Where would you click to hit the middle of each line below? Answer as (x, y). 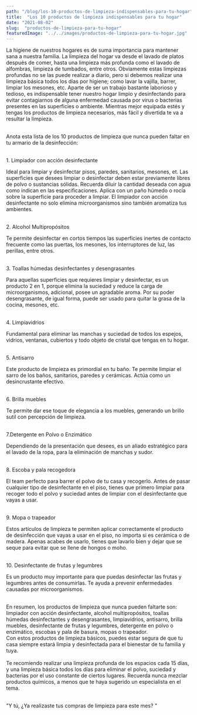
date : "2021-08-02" (30, 22)
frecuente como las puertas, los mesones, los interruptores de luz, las (90, 245)
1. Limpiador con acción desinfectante (52, 161)
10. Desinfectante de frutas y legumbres (54, 566)
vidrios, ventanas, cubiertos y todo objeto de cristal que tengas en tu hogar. (98, 340)
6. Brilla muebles (26, 399)
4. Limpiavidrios (26, 323)
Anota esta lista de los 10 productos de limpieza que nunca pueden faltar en (98, 136)
